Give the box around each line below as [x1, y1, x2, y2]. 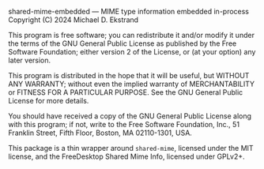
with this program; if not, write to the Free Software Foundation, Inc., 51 [8, 120, 239, 129]
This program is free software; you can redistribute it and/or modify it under [8, 31, 255, 39]
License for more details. [8, 96, 89, 105]
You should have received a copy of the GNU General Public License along [8, 111, 251, 121]
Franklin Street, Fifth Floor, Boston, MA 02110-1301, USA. [8, 128, 192, 137]
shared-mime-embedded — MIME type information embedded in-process [8, 7, 250, 16]
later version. [8, 55, 51, 65]
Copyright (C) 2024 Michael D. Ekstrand [8, 15, 139, 24]
